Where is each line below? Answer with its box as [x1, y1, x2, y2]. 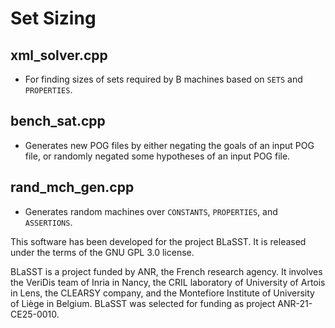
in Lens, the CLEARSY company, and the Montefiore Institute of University [10, 287, 315, 299]
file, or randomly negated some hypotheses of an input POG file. [24, 150, 291, 162]
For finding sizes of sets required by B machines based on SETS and [24, 73, 303, 85]
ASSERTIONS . [24, 216, 73, 228]
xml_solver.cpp [10, 47, 108, 64]
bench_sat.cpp [10, 113, 106, 130]
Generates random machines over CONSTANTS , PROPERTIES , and [24, 205, 278, 217]
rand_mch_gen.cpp [10, 179, 135, 196]
